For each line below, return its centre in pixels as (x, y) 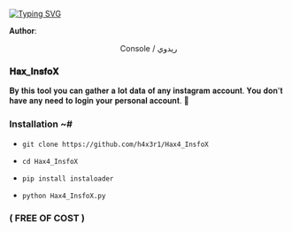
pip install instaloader (68, 178)
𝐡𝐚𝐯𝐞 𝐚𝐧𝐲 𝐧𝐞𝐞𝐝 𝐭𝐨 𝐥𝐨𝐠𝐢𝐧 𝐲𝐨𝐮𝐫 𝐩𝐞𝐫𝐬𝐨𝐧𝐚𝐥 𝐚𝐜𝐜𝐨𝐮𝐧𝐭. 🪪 (99, 101)
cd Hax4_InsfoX (50, 161)
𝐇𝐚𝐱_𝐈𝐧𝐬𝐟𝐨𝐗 (34, 71)
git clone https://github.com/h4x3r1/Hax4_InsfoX (115, 144)
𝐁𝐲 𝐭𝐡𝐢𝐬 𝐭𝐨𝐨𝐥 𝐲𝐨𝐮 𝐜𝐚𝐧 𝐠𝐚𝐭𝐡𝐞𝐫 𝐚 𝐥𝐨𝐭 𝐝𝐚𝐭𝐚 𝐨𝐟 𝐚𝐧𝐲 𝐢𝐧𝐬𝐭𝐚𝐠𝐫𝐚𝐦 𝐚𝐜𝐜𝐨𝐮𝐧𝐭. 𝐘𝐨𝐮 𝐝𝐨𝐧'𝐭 (146, 91)
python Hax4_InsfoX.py (64, 196)
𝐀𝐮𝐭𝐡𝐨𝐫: (23, 31)
